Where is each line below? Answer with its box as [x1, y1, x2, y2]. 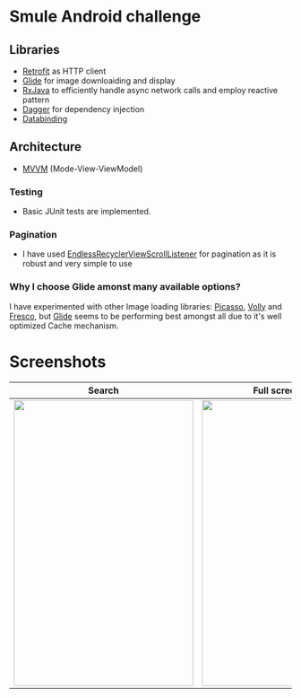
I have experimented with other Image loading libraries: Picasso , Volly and [9, 301, 282, 311]
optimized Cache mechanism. [9, 320, 119, 331]
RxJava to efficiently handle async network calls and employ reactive [21, 85, 279, 95]
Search [88, 384, 119, 397]
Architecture [9, 139, 82, 154]
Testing [9, 186, 43, 198]
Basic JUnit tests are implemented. [21, 206, 151, 217]
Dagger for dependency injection [21, 104, 145, 114]
